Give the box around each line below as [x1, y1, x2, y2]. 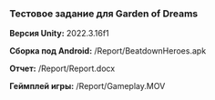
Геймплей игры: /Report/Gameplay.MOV [9, 81, 166, 92]
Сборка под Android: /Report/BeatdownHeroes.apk [9, 45, 207, 56]
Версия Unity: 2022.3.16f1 [9, 28, 109, 39]
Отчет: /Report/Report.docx [9, 63, 116, 75]
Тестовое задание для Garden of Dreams [9, 7, 199, 20]
